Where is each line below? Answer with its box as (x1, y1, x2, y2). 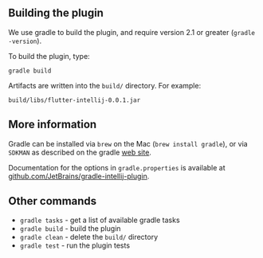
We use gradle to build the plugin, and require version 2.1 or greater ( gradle (8, 27, 255, 37)
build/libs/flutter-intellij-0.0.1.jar (8, 96, 141, 104)
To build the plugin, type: (8, 51, 90, 61)
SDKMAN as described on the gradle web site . (8, 147, 151, 157)
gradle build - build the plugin (19, 224, 121, 233)
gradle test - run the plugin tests (19, 240, 130, 250)
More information (8, 118, 97, 131)
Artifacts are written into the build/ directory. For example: (8, 80, 202, 90)
